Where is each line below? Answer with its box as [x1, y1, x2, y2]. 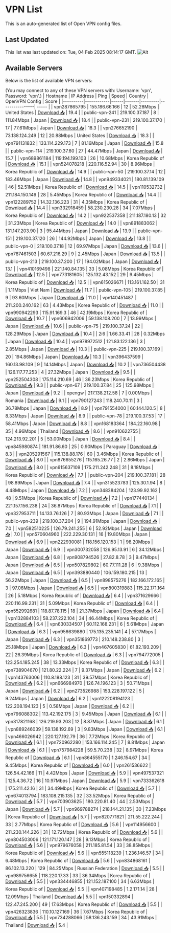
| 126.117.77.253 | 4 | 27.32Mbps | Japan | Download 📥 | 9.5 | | [5, 369, 135, 375]
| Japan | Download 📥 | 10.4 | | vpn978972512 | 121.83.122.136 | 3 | [5, 338, 145, 344]
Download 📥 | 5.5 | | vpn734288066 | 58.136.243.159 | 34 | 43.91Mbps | [5, 914, 157, 920]
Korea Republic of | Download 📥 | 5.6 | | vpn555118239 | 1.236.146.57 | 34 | [5, 850, 164, 856]
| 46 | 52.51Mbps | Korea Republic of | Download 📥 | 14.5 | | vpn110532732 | [5, 184, 165, 190]
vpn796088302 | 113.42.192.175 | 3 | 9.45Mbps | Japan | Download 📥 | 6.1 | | [5, 710, 166, 717]
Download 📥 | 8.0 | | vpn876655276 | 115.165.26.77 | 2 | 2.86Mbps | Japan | [5, 456, 165, 462]
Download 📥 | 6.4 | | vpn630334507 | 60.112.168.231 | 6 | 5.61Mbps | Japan [5, 620, 164, 627]
